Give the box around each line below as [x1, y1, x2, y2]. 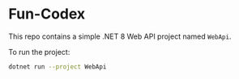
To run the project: [8, 47, 70, 56]
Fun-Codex [8, 5, 86, 23]
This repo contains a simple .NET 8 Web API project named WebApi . [8, 31, 232, 41]
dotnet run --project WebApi [8, 62, 107, 71]
